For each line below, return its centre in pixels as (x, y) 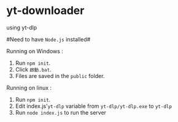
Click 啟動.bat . (33, 69)
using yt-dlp (22, 27)
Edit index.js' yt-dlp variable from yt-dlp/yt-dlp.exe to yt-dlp (93, 106)
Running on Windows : (35, 51)
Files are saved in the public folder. (60, 76)
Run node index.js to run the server (60, 112)
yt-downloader (45, 11)
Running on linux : (29, 88)
